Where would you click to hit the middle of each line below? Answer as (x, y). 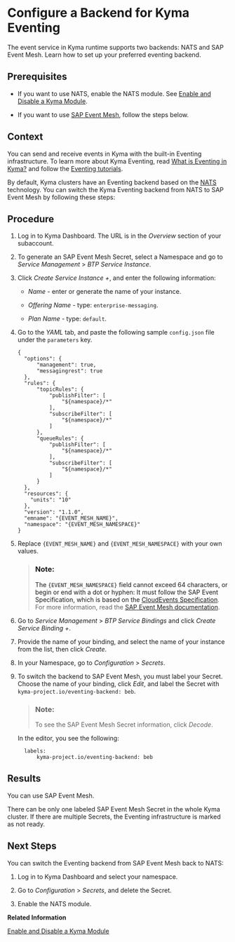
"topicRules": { (60, 390)
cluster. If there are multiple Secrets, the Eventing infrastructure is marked (114, 816)
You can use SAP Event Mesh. (51, 795)
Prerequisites (37, 77)
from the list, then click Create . (62, 649)
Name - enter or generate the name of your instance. (105, 292)
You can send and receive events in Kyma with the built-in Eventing (105, 154)
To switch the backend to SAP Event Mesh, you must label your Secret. (120, 676)
